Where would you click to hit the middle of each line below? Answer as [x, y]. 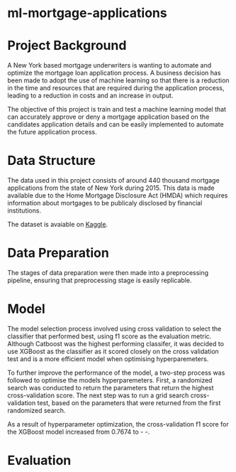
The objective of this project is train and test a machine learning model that [117, 109]
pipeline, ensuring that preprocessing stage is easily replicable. [100, 280]
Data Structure [51, 161]
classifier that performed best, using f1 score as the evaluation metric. [109, 336]
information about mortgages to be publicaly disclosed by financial [105, 203]
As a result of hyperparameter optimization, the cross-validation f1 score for [118, 424]
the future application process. [52, 132]
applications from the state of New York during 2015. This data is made [111, 188]
